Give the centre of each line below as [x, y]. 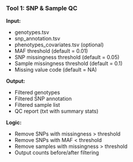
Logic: [14, 123]
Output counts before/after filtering [57, 153]
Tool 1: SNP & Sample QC [42, 8]
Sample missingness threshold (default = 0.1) [69, 63]
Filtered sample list [37, 105]
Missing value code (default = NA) [56, 70]
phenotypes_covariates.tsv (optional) [59, 45]
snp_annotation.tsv [37, 39]
